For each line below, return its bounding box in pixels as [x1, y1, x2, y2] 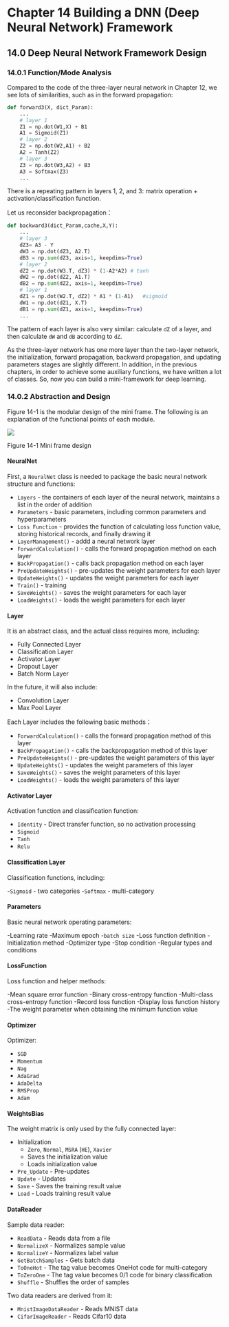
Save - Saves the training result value [17, 1182, 122, 1190]
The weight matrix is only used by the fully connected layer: [7, 1125, 177, 1133]
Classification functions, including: [7, 873, 105, 881]
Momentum [17, 1058, 43, 1065]
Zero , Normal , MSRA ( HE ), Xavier [27, 1146, 112, 1154]
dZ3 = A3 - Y [19, 242, 54, 248]
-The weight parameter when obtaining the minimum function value [7, 1005, 198, 1014]
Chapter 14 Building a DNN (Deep [7, 5, 199, 21]
